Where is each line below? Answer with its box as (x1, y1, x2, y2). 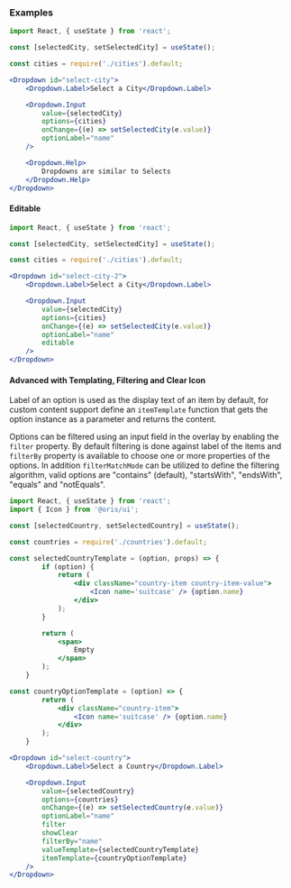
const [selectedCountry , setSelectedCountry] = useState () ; (9, 521, 241, 530)
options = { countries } (41, 795, 119, 804)
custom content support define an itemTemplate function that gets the (9, 404, 268, 416)
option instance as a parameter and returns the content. (9, 414, 217, 425)
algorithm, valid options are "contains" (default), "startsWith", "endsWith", (9, 470, 283, 481)
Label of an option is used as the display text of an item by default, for (9, 395, 268, 406)
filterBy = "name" (41, 837, 103, 846)
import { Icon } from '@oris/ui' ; (9, 505, 140, 515)
